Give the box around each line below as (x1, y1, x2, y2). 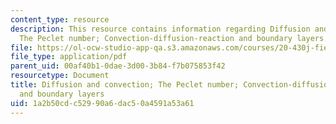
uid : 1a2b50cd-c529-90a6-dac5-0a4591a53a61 (10, 98, 195, 108)
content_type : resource (10, 14, 110, 25)
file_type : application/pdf (10, 52, 128, 62)
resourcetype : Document (10, 71, 110, 81)
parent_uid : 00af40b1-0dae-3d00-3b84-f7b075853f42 (10, 61, 226, 71)
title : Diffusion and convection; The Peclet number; (10, 80, 240, 90)
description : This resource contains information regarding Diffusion (10, 24, 311, 34)
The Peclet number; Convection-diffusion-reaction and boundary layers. (19, 33, 329, 43)
